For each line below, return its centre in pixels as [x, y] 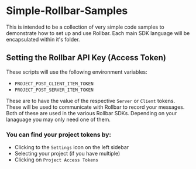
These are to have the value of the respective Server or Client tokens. [91, 101]
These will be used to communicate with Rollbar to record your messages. [95, 107]
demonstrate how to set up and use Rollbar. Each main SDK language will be [98, 33]
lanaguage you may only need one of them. [59, 119]
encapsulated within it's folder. [43, 39]
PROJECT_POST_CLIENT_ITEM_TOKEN [54, 84]
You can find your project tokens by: [59, 134]
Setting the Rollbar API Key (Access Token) [86, 58]
